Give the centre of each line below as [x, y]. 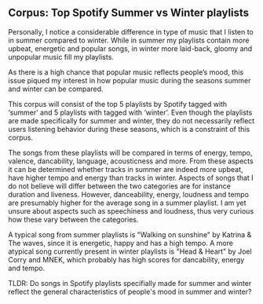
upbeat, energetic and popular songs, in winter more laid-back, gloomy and [130, 48]
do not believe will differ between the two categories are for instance [120, 186]
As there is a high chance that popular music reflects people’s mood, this [126, 72]
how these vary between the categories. [73, 219]
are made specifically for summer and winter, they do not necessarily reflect [131, 120]
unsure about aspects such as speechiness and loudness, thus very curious [131, 211]
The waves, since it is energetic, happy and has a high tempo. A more [121, 243]
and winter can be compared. [56, 89]
